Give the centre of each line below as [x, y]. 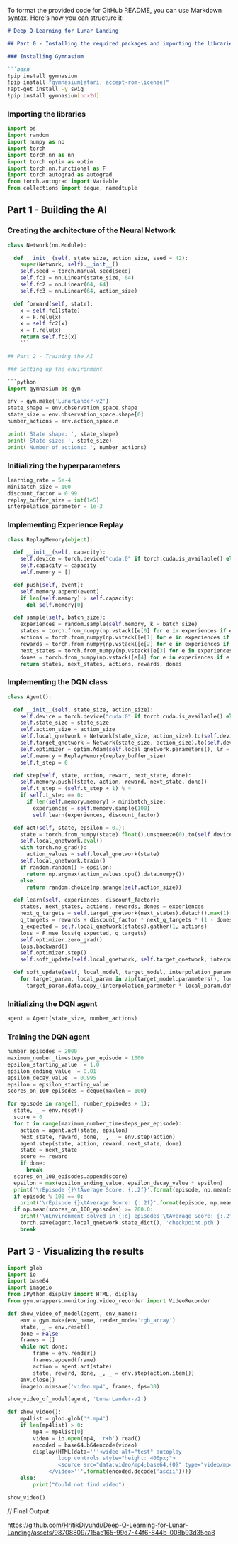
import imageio [30, 1288]
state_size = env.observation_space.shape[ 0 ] [75, 415]
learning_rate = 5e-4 [39, 480]
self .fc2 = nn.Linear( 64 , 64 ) [65, 285]
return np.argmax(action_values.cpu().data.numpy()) [106, 874]
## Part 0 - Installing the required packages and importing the [106, 43]
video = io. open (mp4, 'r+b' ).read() [87, 1438]
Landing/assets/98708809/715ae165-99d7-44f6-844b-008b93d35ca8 [111, 1532]
